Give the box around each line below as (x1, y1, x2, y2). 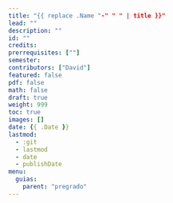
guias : (15, 175, 37, 184)
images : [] (8, 116, 45, 124)
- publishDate (15, 161, 62, 169)
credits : (8, 42, 37, 50)
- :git (15, 137, 37, 146)
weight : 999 (8, 101, 48, 109)
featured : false (8, 71, 62, 79)
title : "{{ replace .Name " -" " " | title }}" (8, 11, 166, 20)
